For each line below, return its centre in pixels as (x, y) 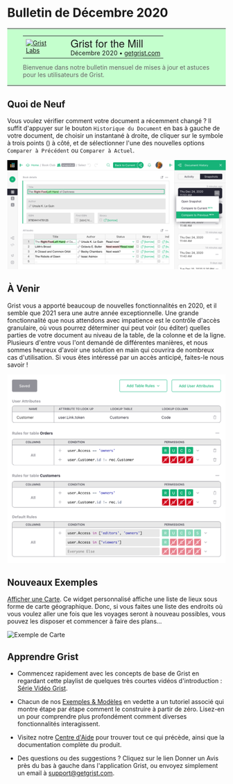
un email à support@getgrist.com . (66, 773)
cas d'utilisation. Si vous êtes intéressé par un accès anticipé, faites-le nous (115, 357)
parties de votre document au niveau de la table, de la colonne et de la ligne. (116, 335)
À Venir (24, 289)
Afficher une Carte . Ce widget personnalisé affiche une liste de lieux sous (112, 599)
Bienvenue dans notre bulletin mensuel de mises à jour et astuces (116, 67)
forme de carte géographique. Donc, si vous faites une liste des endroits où (115, 607)
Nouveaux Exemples (53, 582)
